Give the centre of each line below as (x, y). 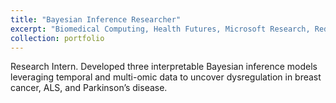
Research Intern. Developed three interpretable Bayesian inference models (164, 67)
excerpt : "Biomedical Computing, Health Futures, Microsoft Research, (160, 29)
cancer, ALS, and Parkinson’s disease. (89, 88)
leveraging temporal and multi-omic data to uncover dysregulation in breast (166, 77)
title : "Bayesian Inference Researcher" (96, 19)
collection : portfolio (57, 38)
